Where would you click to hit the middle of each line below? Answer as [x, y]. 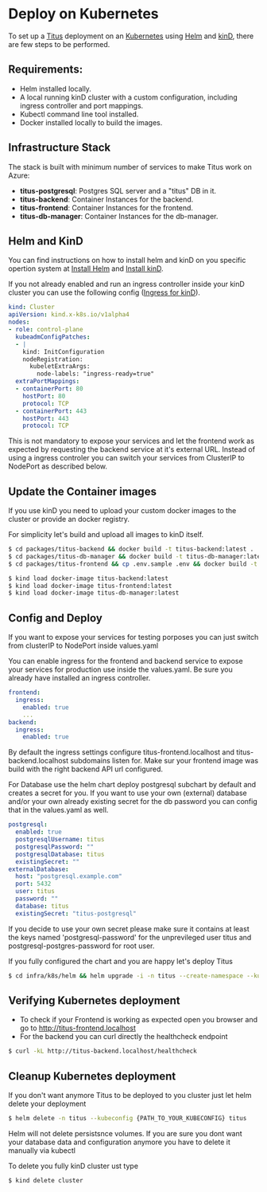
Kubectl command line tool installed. [79, 114]
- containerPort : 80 [49, 389]
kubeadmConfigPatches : [53, 337]
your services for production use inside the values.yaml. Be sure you [120, 669]
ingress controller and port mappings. [81, 105]
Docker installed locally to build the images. [91, 122]
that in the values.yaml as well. [58, 810]
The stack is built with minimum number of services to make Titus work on [130, 167]
